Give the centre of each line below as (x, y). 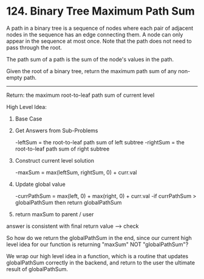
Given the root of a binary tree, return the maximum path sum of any (92, 71)
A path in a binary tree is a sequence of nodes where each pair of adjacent (100, 28)
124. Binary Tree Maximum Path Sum (101, 11)
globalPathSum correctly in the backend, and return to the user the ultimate (101, 263)
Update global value (40, 184)
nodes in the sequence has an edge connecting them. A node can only (95, 34)
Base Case (29, 118)
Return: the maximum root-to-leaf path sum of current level (80, 95)
